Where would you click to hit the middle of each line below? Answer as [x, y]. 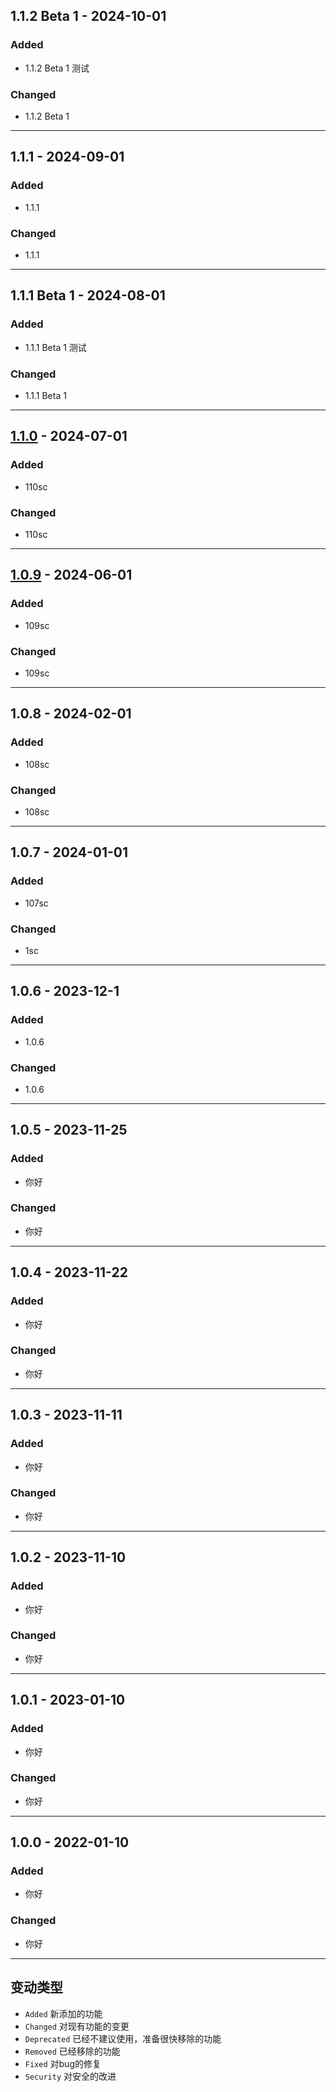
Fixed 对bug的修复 [63, 2063]
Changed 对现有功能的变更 [77, 2026]
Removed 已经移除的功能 [72, 2051]
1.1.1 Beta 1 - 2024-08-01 [88, 295]
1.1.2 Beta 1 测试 [57, 68]
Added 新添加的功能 [63, 2013]
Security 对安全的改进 [70, 2076]
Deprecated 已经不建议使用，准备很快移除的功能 [123, 2038]
